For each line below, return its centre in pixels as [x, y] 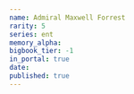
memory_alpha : [36, 43]
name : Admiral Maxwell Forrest [67, 17]
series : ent [31, 34]
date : [19, 68]
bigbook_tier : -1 [42, 51]
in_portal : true [39, 59]
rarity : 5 [28, 26]
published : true [39, 76]
